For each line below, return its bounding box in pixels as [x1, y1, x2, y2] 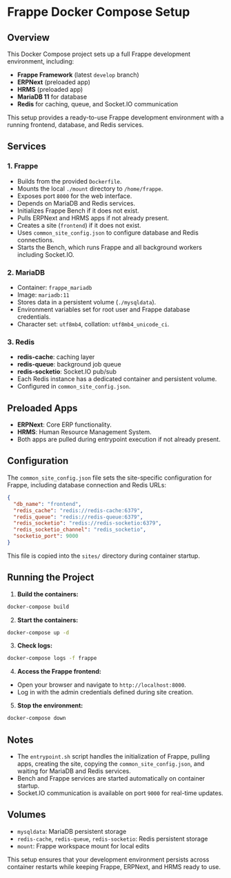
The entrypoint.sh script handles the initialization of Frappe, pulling [17, 752, 210, 761]
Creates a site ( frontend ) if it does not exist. [17, 221, 141, 229]
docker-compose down [7, 715, 67, 722]
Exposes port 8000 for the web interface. [17, 191, 132, 200]
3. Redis [7, 337, 35, 347]
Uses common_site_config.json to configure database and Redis [17, 228, 199, 237]
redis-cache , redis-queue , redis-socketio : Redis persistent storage [17, 835, 208, 843]
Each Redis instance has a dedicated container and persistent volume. [17, 375, 217, 383]
